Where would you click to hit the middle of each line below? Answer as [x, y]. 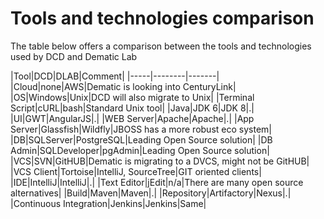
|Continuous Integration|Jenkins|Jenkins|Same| [108, 203]
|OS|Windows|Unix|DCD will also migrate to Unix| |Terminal [132, 97]
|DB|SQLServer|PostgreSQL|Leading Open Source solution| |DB [141, 139]
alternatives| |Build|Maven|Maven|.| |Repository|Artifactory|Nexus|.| [151, 193]
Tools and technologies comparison [162, 18]
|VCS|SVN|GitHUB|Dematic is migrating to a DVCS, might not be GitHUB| [160, 161]
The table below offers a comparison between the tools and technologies [161, 46]
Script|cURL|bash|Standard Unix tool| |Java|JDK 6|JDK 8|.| [132, 108]
